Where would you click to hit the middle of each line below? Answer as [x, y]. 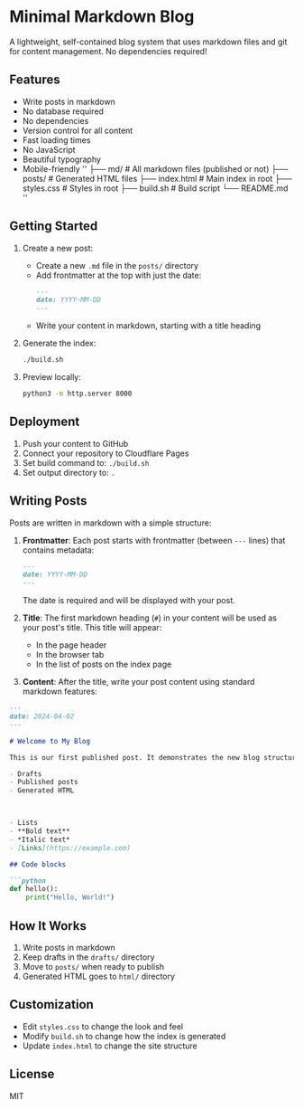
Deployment [45, 422]
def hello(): [34, 889]
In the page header [71, 645]
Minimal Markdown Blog [102, 17]
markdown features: [60, 692]
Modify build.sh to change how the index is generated [124, 1036]
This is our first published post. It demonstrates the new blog [134, 757]
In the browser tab [70, 655]
